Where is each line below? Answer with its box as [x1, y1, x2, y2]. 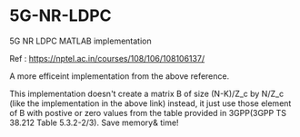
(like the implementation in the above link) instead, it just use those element [9, 97, 292, 109]
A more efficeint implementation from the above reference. [9, 70, 230, 82]
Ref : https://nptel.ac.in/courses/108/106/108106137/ [9, 53, 205, 64]
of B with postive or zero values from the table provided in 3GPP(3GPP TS [9, 107, 286, 118]
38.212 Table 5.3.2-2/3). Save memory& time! [9, 117, 179, 128]
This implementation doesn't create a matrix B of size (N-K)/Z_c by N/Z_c [9, 88, 285, 99]
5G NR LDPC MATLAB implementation [9, 35, 152, 46]
